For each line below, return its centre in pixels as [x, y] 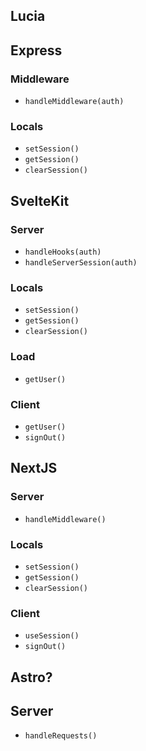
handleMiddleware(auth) [74, 102]
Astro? [31, 677]
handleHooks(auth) [63, 252]
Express [36, 50]
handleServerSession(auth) [81, 263]
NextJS [34, 468]
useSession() [52, 636]
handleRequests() [61, 736]
